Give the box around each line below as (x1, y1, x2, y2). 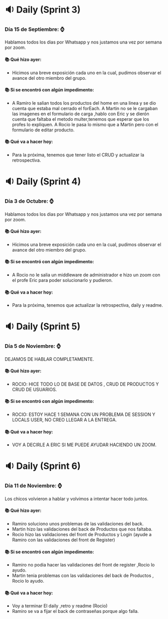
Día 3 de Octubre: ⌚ (5, 198, 54, 205)
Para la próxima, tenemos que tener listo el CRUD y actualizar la (12, 152, 144, 158)
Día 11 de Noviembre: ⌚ (5, 482, 62, 489)
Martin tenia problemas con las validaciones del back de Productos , (12, 573, 154, 579)
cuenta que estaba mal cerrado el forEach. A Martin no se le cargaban (12, 105, 158, 111)
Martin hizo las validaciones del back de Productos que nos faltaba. (12, 526, 153, 532)
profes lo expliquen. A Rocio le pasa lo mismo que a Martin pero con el (12, 121, 159, 127)
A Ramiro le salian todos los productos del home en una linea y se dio (12, 100, 156, 106)
